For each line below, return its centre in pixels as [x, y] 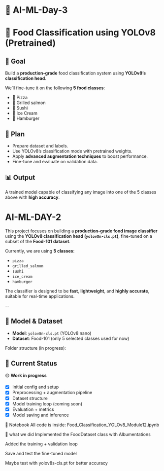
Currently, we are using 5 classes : [40, 251]
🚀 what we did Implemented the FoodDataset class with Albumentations [78, 434]
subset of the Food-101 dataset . [38, 241]
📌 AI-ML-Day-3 [36, 10]
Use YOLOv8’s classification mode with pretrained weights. [72, 151]
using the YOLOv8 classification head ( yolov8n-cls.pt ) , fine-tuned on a [79, 236]
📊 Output [20, 178]
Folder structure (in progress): [36, 348]
